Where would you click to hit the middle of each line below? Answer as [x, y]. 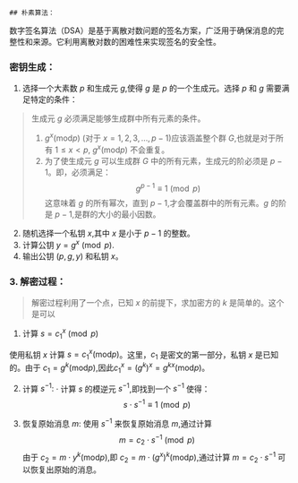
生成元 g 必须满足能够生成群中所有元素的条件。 [118, 118]
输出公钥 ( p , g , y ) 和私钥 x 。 [72, 256]
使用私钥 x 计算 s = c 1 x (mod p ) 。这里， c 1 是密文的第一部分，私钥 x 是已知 [144, 355]
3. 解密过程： [38, 281]
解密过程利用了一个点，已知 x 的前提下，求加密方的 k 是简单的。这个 [158, 303]
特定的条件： [54, 99]
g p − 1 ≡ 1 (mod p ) [168, 187]
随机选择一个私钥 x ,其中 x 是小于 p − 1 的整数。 [108, 233]
